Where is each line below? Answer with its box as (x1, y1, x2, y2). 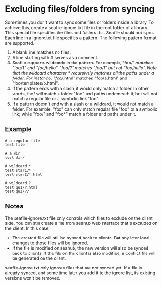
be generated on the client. (12, 255, 66, 261)
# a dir (5, 151, 21, 156)
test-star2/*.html (5, 172, 42, 177)
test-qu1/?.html (5, 185, 38, 190)
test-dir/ (5, 155, 25, 160)
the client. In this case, (5, 225, 50, 231)
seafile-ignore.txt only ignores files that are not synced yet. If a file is (5, 265, 143, 270)
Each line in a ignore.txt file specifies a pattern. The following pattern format (5, 35, 157, 41)
